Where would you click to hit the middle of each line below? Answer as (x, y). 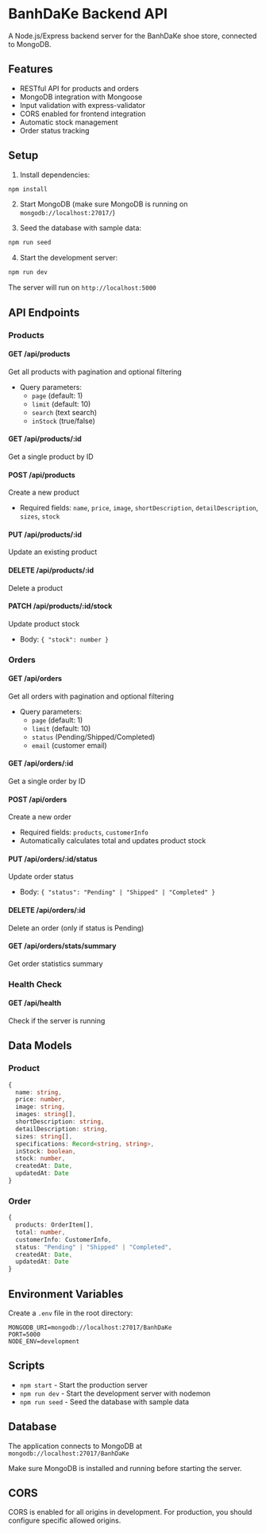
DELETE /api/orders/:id (47, 911)
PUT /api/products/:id (45, 534)
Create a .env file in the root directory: (71, 1313)
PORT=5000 (25, 1335)
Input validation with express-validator (82, 105)
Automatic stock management (69, 122)
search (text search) (64, 412)
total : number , (40, 1232)
